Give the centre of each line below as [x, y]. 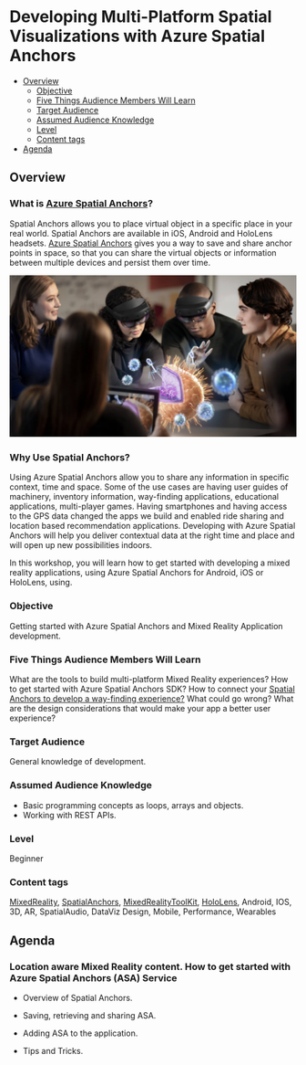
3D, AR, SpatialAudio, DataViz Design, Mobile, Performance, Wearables [143, 912]
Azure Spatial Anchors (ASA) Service [93, 977]
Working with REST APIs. [69, 815]
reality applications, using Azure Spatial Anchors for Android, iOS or [137, 573]
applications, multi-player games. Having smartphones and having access [148, 506]
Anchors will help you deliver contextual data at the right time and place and [152, 535]
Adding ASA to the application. [80, 1033]
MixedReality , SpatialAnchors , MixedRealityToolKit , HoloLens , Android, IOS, [151, 902]
